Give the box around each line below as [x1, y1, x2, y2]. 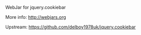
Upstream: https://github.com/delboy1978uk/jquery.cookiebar [5, 24, 136, 30]
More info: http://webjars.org [5, 14, 67, 20]
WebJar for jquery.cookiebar [5, 5, 66, 10]
